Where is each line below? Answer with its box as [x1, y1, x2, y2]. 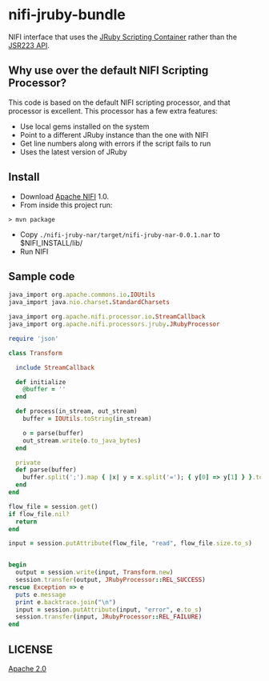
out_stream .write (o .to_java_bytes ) [22, 436, 142, 445]
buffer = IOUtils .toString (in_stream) [22, 415, 152, 423]
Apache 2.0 [8, 663, 46, 673]
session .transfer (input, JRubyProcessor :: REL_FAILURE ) [15, 613, 203, 621]
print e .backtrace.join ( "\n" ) [15, 598, 116, 606]
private [15, 459, 42, 467]
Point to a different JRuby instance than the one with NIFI [19, 130, 209, 139]
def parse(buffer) [15, 466, 78, 474]
